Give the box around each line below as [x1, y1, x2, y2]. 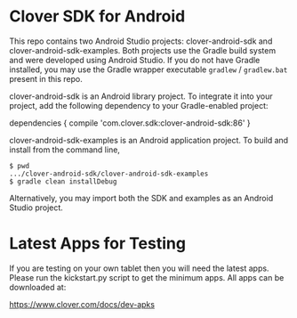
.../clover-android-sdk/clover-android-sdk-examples [9, 169, 209, 178]
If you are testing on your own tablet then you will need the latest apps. [9, 263, 269, 273]
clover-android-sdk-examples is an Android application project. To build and [9, 135, 289, 145]
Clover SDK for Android [9, 6, 186, 27]
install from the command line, [9, 144, 120, 155]
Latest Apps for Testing [9, 233, 187, 254]
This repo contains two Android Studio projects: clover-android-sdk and [9, 36, 273, 46]
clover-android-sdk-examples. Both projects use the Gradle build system [9, 45, 277, 55]
